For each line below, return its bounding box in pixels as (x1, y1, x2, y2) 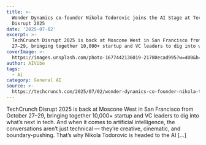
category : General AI (6, 77, 62, 83)
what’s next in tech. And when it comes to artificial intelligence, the (6, 118, 175, 125)
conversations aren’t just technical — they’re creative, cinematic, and (6, 125, 181, 132)
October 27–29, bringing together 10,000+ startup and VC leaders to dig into (6, 111, 199, 119)
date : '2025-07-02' (6, 26, 56, 32)
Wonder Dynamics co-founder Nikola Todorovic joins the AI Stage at (12, 15, 191, 21)
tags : (6, 65, 20, 72)
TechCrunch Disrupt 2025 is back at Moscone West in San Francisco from (6, 105, 194, 113)
